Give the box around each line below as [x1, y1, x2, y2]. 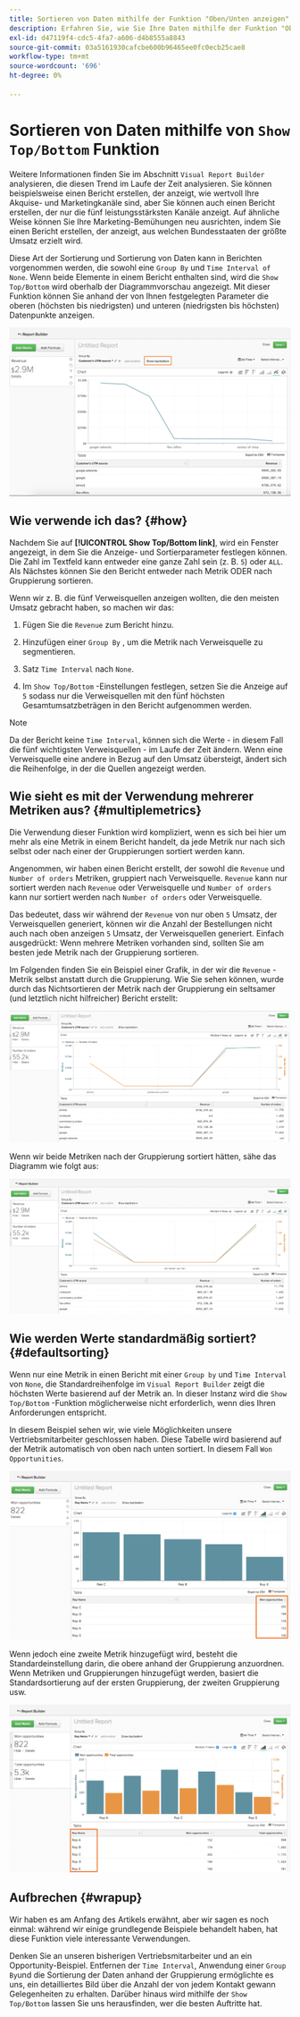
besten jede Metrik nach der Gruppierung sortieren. [9, 946, 199, 957]
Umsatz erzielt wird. [9, 235, 83, 246]
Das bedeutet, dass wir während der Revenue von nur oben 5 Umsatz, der [9, 909, 278, 920]
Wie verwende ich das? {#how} [9, 513, 188, 529]
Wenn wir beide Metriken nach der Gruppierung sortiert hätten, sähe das [9, 1151, 277, 1162]
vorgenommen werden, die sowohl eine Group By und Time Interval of [9, 262, 271, 273]
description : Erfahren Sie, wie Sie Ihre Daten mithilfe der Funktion [9, 23, 278, 33]
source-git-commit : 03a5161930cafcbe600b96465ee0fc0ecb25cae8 [9, 43, 246, 52]
